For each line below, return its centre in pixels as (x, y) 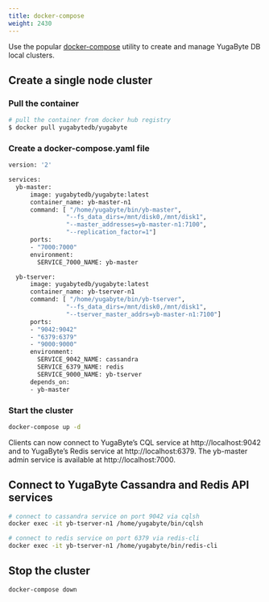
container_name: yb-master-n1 (80, 202)
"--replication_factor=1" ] (111, 232)
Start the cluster (41, 410)
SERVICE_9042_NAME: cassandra (88, 360)
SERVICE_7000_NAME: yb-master (88, 262)
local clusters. (31, 55)
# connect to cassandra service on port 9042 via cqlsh (104, 516)
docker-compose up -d (45, 427)
